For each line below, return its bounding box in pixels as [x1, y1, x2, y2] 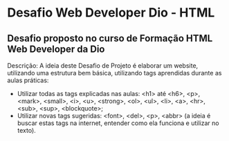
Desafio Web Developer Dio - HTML [7, 5, 215, 21]
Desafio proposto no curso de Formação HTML [7, 32, 213, 44]
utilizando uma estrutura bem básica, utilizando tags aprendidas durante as [7, 69, 222, 77]
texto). [17, 126, 36, 134]
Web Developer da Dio [7, 43, 105, 55]
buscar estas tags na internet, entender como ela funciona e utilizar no [17, 119, 219, 127]
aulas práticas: [7, 76, 49, 84]
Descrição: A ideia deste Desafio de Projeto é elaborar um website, [7, 62, 199, 70]
